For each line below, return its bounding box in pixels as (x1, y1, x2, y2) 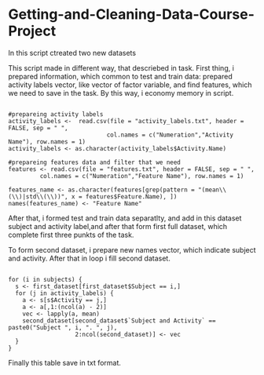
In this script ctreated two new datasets (8, 48, 136, 57)
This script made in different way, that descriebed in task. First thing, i (8, 63, 234, 72)
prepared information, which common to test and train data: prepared (8, 71, 233, 81)
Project (8, 22, 57, 40)
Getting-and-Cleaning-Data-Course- (8, 5, 255, 24)
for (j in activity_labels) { (15, 289, 114, 297)
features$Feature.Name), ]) (85, 192, 178, 201)
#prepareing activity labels (8, 110, 104, 118)
